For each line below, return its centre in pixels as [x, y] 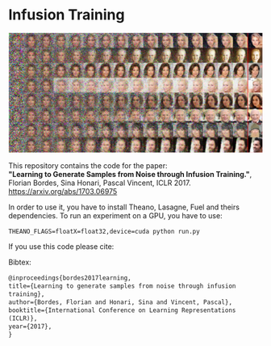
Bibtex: [20, 262]
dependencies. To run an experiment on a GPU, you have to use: [116, 216]
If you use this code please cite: [61, 247]
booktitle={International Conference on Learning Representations [122, 310]
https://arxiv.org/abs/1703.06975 [63, 192]
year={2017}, [30, 327]
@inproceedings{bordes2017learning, [70, 278]
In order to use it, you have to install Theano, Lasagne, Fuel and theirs [124, 207]
